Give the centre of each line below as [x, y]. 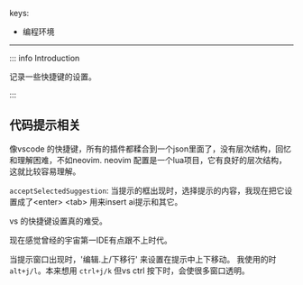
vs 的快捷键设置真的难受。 [59, 221]
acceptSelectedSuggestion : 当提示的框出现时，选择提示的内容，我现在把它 [147, 190]
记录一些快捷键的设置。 [53, 77]
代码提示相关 [45, 125]
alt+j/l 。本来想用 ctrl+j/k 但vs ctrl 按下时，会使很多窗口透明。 [129, 271]
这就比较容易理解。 [45, 171]
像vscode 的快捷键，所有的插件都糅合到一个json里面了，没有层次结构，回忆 [150, 149]
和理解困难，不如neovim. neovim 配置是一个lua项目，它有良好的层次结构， [148, 160]
